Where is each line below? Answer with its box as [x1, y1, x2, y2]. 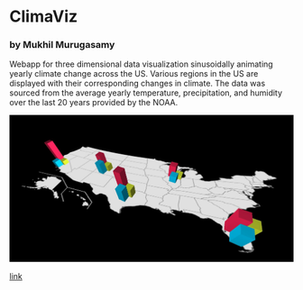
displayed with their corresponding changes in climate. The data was [9, 78, 266, 89]
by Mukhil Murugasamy [9, 39, 115, 51]
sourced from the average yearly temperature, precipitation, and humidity [9, 87, 282, 98]
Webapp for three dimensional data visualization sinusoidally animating [9, 59, 273, 69]
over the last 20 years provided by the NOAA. [9, 97, 179, 108]
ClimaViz [9, 6, 78, 27]
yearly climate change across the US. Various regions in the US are [9, 68, 259, 79]
